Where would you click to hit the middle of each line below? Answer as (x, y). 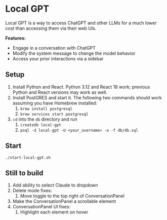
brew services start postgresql (54, 114)
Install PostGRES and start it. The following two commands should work (87, 97)
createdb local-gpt (41, 125)
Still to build (24, 173)
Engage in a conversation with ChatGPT (54, 48)
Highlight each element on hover (54, 212)
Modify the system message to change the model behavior (74, 53)
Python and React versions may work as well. (60, 92)
